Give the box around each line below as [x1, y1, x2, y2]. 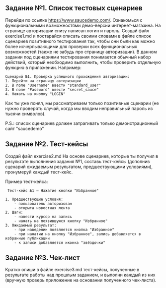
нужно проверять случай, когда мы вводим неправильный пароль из [5, 105, 153, 111]
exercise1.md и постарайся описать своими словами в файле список [5, 33, 152, 39]
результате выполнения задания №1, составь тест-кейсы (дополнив [5, 158, 150, 164]
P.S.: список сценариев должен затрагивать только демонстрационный [5, 120, 158, 126]
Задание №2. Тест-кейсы [5, 140, 88, 148]
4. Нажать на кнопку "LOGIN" [5, 91, 66, 96]
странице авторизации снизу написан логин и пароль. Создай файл [5, 27, 150, 34]
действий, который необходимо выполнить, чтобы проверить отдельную [5, 59, 161, 65]
